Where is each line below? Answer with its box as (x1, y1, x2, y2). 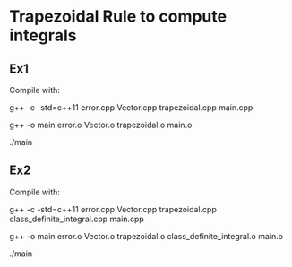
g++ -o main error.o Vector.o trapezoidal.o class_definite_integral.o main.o (9, 230, 284, 241)
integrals (9, 25, 77, 46)
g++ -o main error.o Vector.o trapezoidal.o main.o (9, 119, 193, 130)
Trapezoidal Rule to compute (9, 6, 227, 27)
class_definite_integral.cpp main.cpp (9, 213, 145, 224)
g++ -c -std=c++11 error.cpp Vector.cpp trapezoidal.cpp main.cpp (9, 102, 253, 113)
